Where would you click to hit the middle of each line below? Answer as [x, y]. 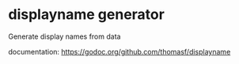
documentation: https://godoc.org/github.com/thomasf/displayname [119, 51]
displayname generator [86, 15]
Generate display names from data [64, 36]
